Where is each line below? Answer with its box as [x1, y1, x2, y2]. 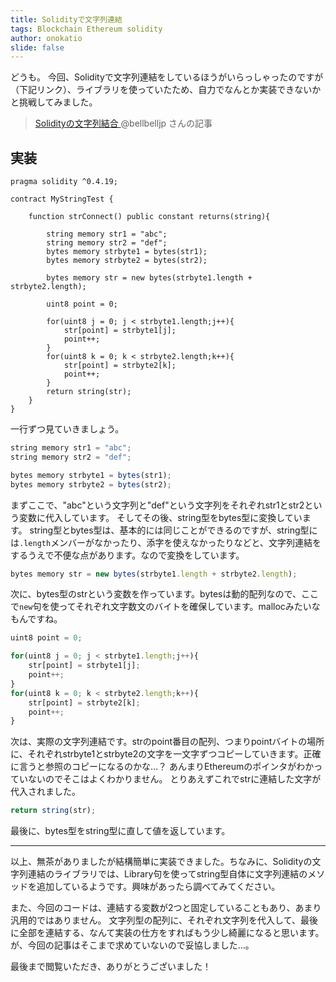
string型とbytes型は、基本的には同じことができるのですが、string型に [29, 524, 318, 536]
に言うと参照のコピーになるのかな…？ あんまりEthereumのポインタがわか [10, 761, 315, 773]
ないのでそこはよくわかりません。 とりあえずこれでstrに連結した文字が [27, 773, 322, 785]
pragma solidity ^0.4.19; [10, 177, 118, 187]
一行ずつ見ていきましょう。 [10, 423, 125, 435]
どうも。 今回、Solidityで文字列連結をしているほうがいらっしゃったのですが [10, 71, 324, 83]
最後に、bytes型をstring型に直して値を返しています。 [10, 825, 231, 837]
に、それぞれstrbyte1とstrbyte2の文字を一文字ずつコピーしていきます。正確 [10, 748, 322, 760]
